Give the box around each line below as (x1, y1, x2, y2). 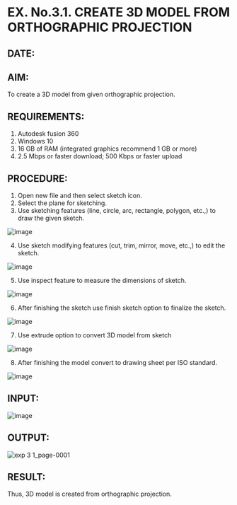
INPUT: (7, 393, 40, 405)
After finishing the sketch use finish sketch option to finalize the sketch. (17, 303, 226, 312)
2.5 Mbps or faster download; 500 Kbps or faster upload (17, 152, 183, 161)
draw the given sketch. (17, 214, 85, 223)
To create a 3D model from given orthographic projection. (7, 90, 175, 99)
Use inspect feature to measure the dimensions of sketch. (17, 277, 187, 285)
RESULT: (7, 471, 46, 483)
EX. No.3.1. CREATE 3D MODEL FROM (7, 4, 231, 21)
